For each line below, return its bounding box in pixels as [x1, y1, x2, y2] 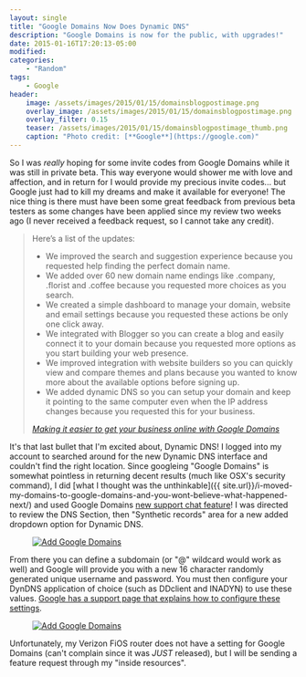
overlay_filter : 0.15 [26, 115, 108, 124]
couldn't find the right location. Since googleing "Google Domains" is [9, 460, 269, 471]
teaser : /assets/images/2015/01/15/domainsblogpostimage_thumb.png [26, 124, 288, 133]
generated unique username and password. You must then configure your [9, 573, 288, 584]
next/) [9, 499, 32, 510]
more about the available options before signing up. [45, 376, 240, 388]
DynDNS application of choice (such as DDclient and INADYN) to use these [9, 583, 292, 594]
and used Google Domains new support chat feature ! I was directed [33, 499, 289, 510]
